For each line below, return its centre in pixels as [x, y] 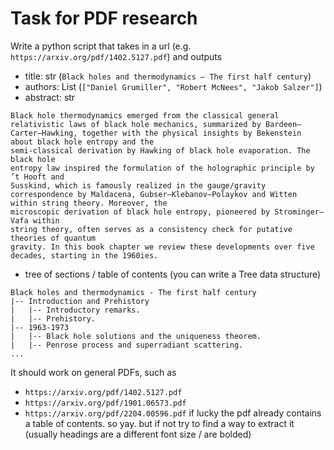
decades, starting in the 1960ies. [84, 255]
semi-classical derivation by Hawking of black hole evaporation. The [160, 150]
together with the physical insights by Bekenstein [191, 133]
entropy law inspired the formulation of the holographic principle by [162, 168]
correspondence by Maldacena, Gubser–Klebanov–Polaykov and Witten [154, 194]
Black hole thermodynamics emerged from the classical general [145, 115]
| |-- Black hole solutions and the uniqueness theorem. [136, 336]
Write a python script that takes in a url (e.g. [101, 46]
